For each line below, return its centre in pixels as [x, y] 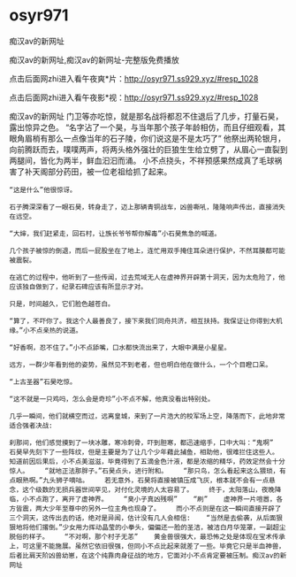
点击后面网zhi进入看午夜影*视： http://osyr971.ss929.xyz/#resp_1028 [134, 97]
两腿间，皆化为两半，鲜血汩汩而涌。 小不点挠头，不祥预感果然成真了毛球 [142, 160]
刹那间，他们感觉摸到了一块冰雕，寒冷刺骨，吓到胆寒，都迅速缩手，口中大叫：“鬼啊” [141, 442]
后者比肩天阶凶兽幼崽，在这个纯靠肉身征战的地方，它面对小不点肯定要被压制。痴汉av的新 [148, 555]
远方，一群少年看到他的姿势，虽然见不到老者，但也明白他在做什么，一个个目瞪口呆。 [140, 365]
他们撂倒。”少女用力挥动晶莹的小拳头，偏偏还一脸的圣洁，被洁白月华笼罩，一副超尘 [157, 527]
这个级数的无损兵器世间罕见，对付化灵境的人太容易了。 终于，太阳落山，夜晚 [148, 489]
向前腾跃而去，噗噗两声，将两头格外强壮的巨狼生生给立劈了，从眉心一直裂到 [148, 149]
